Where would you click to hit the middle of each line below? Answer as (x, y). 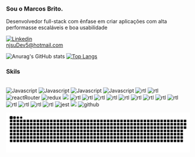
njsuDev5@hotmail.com (34, 45)
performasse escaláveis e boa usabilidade (57, 27)
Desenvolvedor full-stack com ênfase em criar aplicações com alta (87, 22)
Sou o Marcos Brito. (34, 9)
